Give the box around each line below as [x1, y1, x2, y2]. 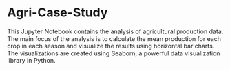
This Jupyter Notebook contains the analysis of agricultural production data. [7, 27, 224, 35]
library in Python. [7, 56, 56, 64]
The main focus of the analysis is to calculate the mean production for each [7, 34, 222, 42]
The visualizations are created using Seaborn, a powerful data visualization [7, 49, 220, 57]
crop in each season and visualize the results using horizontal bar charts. [7, 42, 215, 50]
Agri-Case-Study [7, 5, 108, 20]
